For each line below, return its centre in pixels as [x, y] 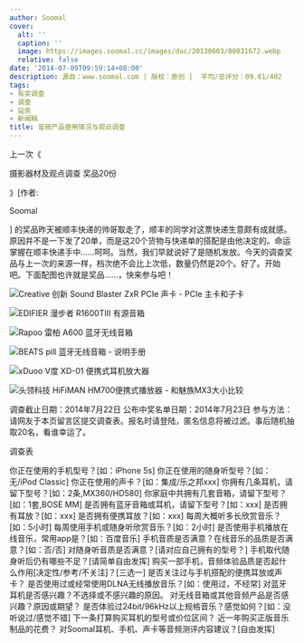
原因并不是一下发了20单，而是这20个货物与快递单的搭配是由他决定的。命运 [150, 240]
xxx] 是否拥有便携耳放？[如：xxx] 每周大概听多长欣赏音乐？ [171, 516]
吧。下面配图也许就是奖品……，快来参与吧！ [92, 274]
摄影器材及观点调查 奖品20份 [63, 173]
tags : [19, 85]
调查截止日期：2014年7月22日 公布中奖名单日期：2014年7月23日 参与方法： [151, 409]
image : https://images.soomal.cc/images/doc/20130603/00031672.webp [149, 52]
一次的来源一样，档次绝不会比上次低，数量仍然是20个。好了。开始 [157, 263]
